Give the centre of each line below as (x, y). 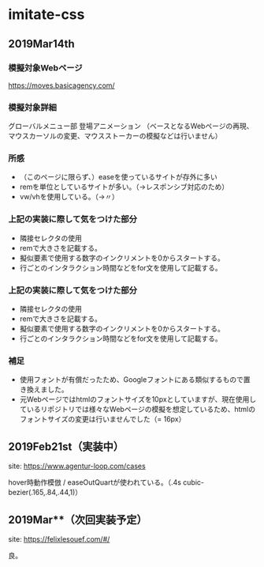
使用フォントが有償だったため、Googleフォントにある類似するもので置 (135, 380)
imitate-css (46, 15)
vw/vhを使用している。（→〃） (69, 197)
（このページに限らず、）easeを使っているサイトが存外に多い (119, 177)
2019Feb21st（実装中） (66, 446)
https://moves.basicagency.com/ (62, 85)
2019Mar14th (41, 44)
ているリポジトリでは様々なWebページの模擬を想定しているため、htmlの (138, 410)
